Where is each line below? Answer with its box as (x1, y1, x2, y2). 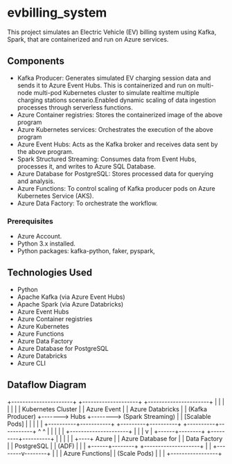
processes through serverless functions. (17, 103, 133, 112)
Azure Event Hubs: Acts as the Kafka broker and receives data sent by (17, 140, 218, 148)
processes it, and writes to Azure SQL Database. (17, 162, 156, 171)
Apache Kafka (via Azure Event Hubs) (17, 293, 126, 301)
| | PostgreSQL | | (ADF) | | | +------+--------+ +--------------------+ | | (7, 442, 212, 450)
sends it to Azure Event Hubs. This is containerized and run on (17, 81, 196, 89)
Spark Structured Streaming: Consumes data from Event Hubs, (17, 155, 197, 163)
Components (7, 55, 64, 67)
